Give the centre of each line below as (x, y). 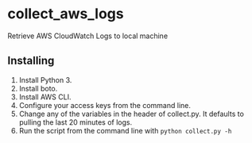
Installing (31, 61)
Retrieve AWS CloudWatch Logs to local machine (88, 36)
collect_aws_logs (66, 14)
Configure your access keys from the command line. (105, 105)
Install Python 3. (45, 79)
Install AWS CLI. (45, 97)
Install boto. (38, 88)
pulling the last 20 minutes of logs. (76, 122)
